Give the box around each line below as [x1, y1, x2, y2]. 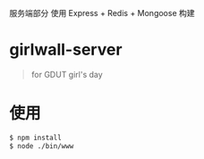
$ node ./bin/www [9, 141, 74, 150]
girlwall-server [9, 39, 123, 60]
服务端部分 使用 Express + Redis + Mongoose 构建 [9, 8, 195, 18]
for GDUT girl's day [30, 69, 103, 79]
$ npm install [9, 133, 63, 142]
